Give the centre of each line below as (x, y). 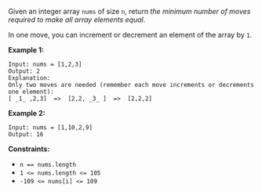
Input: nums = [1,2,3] (45, 64)
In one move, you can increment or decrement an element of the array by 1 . (130, 35)
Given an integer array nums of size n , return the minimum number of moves (129, 11)
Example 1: (26, 50)
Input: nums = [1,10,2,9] (50, 128)
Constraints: (29, 149)
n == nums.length (48, 165)
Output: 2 (24, 71)
